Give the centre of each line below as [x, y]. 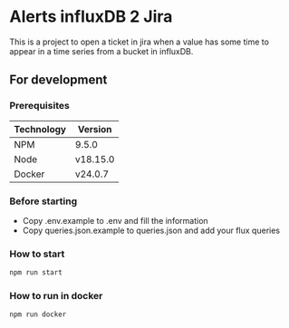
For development [58, 80]
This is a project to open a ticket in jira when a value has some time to [140, 42]
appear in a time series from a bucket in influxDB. [101, 51]
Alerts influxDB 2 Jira [91, 17]
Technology [40, 129]
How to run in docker [56, 296]
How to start [37, 254]
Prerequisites [39, 106]
